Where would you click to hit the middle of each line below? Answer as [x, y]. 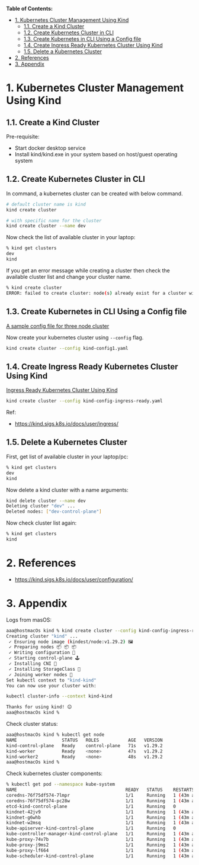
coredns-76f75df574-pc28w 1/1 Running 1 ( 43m [98, 801]
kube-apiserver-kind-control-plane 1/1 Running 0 [91, 828]
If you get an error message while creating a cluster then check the [88, 270]
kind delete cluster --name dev [46, 501]
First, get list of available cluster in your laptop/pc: [67, 456]
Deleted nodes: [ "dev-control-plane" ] [54, 512]
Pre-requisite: [23, 136]
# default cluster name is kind [46, 204]
